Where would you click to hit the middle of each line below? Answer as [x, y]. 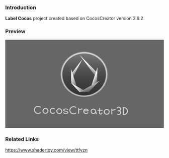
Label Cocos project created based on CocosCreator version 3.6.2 [74, 19]
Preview [15, 32]
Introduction [21, 8]
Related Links [22, 139]
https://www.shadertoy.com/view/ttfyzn [47, 150]
